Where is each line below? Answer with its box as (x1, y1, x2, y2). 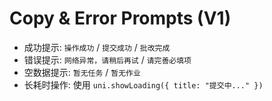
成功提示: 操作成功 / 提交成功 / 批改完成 (23, 41, 171, 53)
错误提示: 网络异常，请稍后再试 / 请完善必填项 (23, 53, 192, 66)
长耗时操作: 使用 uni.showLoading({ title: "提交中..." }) (23, 78, 264, 91)
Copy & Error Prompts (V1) (9, 7, 232, 30)
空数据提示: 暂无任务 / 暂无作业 (23, 66, 141, 78)
